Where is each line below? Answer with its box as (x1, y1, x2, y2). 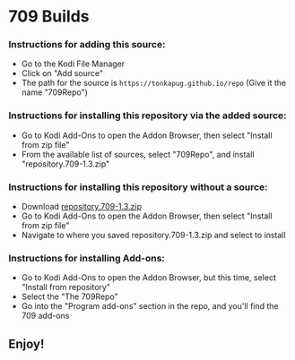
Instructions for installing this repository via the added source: (8, 109, 287, 122)
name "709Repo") (21, 87, 89, 98)
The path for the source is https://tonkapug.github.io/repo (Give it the (21, 78, 287, 89)
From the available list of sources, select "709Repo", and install (21, 149, 255, 159)
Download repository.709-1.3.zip (21, 201, 143, 212)
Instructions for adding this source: (8, 39, 166, 51)
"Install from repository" (21, 282, 111, 293)
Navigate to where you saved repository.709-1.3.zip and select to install (21, 230, 286, 241)
